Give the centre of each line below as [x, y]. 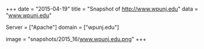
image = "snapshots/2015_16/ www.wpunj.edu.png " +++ [76, 39]
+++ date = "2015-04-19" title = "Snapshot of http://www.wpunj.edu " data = [102, 9]
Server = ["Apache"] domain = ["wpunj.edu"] [62, 27]
